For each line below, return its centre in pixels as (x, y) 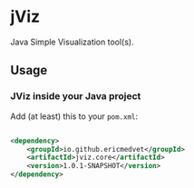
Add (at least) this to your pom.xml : (74, 116)
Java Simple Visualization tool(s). (72, 42)
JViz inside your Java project (76, 96)
